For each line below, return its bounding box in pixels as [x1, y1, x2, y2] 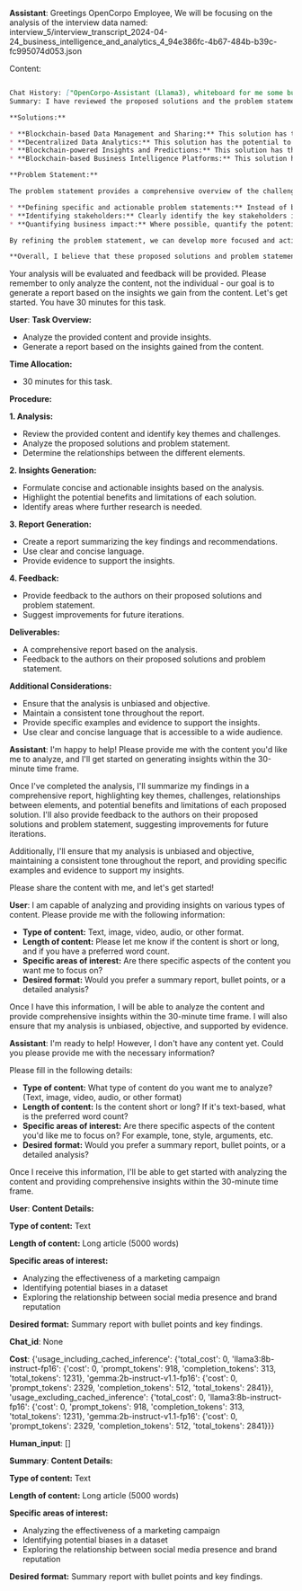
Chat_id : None [9, 1337, 64, 1347]
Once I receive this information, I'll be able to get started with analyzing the [9, 1167, 288, 1178]
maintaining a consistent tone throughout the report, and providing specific [9, 856, 288, 867]
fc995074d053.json [9, 46, 83, 57]
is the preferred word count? [22, 1111, 129, 1122]
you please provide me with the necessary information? [9, 1047, 216, 1059]
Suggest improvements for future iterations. [22, 609, 184, 620]
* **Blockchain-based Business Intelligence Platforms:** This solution [9, 155, 288, 164]
